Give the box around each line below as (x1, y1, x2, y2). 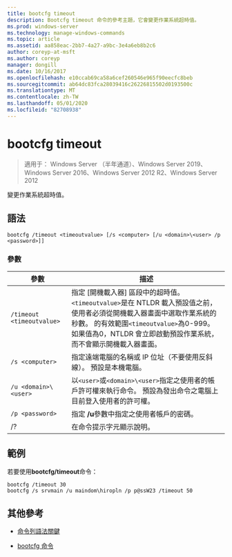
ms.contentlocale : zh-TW (7, 94, 79, 101)
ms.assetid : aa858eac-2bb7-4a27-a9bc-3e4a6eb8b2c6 (7, 42, 156, 49)
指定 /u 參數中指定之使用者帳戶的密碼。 (71, 409, 198, 418)
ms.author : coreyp (7, 55, 60, 62)
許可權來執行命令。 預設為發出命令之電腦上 (78, 386, 219, 395)
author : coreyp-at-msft (7, 49, 76, 56)
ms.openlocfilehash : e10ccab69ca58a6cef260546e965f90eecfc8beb (7, 74, 193, 81)
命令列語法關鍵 (17, 527, 60, 536)
